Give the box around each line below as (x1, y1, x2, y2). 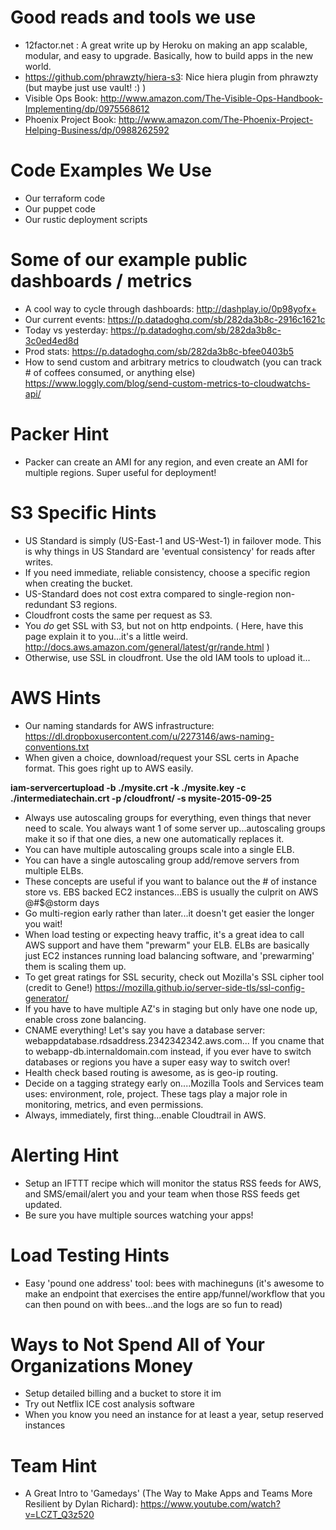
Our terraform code (24, 192, 106, 204)
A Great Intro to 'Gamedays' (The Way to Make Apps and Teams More (24, 1487, 313, 1500)
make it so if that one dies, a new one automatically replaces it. (24, 832, 285, 845)
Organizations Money (10, 1354, 194, 1377)
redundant (24, 598, 68, 610)
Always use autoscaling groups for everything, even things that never (24, 811, 312, 823)
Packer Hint (10, 423, 110, 445)
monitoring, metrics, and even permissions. (24, 1098, 204, 1110)
